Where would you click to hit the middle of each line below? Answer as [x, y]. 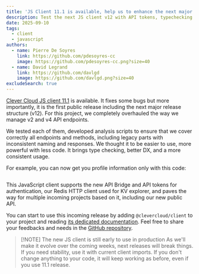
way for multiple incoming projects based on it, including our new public [94, 197]
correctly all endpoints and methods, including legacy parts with [85, 137]
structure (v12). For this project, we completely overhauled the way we [92, 113]
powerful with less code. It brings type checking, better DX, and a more [94, 150]
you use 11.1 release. [45, 265]
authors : [17, 45]
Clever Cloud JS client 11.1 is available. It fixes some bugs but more [88, 101]
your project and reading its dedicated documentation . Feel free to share [95, 222]
